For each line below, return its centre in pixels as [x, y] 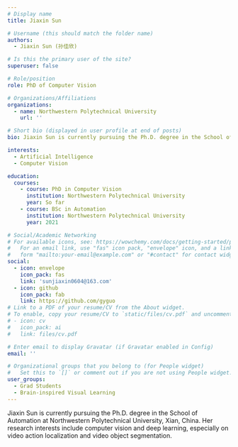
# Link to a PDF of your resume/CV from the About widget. [96, 308]
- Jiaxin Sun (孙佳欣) [46, 47]
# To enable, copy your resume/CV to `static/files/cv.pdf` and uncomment [120, 314]
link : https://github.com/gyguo [68, 301]
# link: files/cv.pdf [42, 334]
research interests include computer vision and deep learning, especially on [118, 428]
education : [23, 176]
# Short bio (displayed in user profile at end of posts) [95, 131]
